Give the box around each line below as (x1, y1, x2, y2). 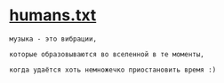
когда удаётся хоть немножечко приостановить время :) (9, 65, 217, 74)
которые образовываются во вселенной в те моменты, (9, 49, 204, 58)
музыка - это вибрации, (9, 34, 98, 43)
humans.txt (9, 5, 97, 26)
